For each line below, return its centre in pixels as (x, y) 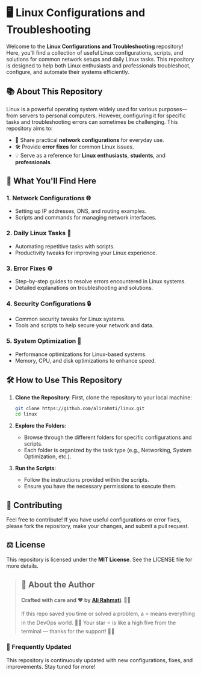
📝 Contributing (34, 505)
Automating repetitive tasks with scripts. (65, 246)
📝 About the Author (58, 585)
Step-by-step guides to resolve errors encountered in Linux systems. (100, 281)
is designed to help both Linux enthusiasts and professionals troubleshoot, (98, 66)
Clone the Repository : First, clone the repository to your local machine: (104, 398)
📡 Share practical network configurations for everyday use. (89, 140)
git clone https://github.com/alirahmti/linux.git (80, 409)
